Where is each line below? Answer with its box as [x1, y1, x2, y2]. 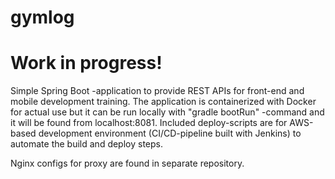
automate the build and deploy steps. [10, 138, 164, 150]
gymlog [10, 6, 75, 29]
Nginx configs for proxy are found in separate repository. [10, 157, 245, 170]
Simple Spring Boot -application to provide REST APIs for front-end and [10, 85, 305, 97]
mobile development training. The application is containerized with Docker [10, 96, 317, 108]
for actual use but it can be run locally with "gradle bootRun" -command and [10, 106, 325, 118]
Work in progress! [10, 52, 163, 75]
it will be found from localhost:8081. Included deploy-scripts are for [10, 117, 288, 129]
